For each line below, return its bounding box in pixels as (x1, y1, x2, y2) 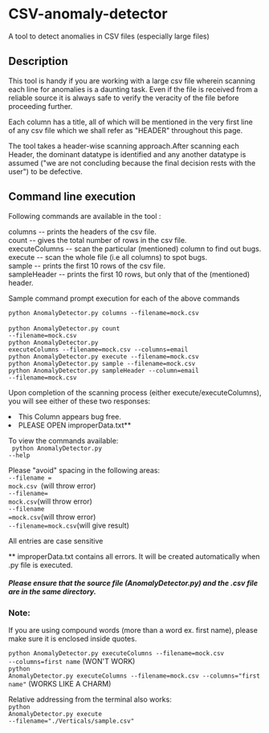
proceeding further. (8, 101, 73, 111)
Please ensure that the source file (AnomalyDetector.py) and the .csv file (8, 578, 259, 588)
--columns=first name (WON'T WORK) (8, 656, 136, 666)
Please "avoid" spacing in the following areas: (8, 465, 161, 475)
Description (8, 55, 68, 68)
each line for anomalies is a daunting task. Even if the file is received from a (8, 84, 259, 94)
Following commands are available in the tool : (8, 211, 161, 221)
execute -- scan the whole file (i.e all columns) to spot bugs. (8, 252, 207, 261)
